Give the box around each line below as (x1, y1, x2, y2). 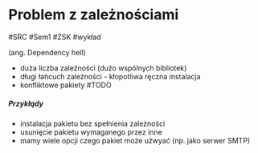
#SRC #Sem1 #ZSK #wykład (8, 32, 102, 42)
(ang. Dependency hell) (8, 47, 86, 57)
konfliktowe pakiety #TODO (19, 80, 112, 90)
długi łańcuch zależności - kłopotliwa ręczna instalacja (19, 71, 201, 81)
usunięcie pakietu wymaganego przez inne (19, 127, 162, 137)
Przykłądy (8, 99, 44, 108)
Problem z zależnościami (8, 6, 179, 24)
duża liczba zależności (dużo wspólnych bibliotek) (19, 62, 187, 73)
